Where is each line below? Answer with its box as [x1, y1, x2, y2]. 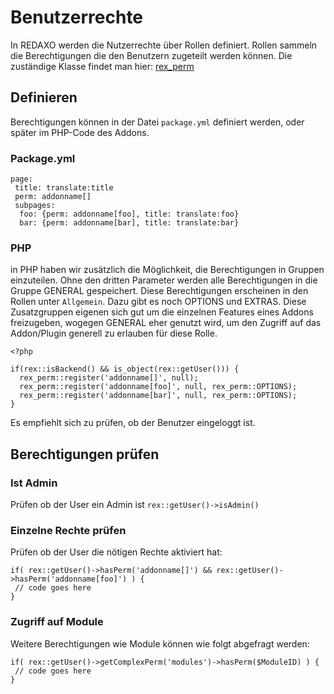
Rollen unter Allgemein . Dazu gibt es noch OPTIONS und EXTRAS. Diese [10, 296, 307, 308]
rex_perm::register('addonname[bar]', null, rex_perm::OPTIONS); [19, 391, 298, 401]
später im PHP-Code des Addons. [10, 126, 150, 138]
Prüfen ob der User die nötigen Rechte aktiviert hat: [10, 546, 223, 558]
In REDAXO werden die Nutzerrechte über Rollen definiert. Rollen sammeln [10, 39, 318, 51]
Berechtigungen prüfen [10, 446, 160, 463]
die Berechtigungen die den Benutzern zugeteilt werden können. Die [10, 49, 293, 61]
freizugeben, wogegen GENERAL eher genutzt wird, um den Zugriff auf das [10, 317, 322, 329]
